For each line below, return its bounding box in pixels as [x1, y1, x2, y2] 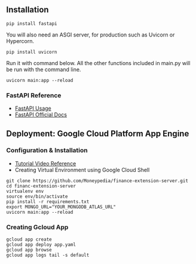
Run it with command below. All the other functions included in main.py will [6, 59, 191, 66]
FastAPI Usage [14, 105, 52, 112]
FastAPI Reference [6, 91, 62, 99]
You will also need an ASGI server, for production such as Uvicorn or [6, 31, 175, 38]
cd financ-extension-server [6, 183, 76, 189]
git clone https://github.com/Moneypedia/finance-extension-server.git [6, 177, 188, 184]
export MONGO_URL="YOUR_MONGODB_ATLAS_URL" [6, 204, 117, 210]
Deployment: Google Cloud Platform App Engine [6, 128, 189, 139]
